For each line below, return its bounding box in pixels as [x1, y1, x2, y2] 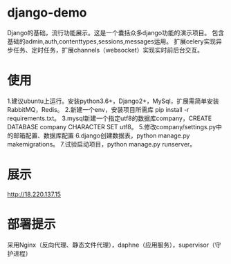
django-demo [7, 5, 87, 21]
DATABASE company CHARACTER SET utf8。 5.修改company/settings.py [7, 122, 216, 131]
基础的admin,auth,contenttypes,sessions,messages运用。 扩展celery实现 [7, 37, 216, 46]
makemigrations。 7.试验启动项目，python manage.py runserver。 [7, 140, 196, 148]
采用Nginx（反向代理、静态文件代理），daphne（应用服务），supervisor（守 [7, 241, 221, 249]
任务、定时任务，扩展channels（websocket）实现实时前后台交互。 [12, 46, 204, 54]
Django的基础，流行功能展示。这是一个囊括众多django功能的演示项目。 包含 [7, 28, 225, 37]
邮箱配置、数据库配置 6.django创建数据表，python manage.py [12, 131, 190, 140]
